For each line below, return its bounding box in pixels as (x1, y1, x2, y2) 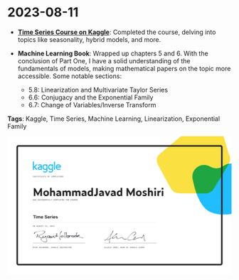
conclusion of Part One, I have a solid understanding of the (17, 56, 191, 65)
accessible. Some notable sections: (17, 72, 122, 80)
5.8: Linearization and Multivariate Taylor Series (28, 85, 169, 94)
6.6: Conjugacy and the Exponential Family (28, 93, 154, 102)
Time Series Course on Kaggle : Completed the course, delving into (17, 28, 216, 36)
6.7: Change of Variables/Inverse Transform (28, 100, 156, 109)
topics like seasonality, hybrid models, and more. (17, 35, 161, 43)
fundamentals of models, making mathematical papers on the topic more (17, 64, 231, 72)
